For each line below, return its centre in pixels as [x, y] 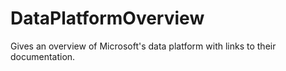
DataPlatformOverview [107, 18]
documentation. [43, 56]
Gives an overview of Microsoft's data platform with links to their [143, 46]
